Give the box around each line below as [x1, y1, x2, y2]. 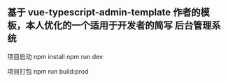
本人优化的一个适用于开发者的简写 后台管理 [25, 19, 212, 31]
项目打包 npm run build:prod [7, 67, 89, 75]
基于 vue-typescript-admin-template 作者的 [7, 6, 201, 19]
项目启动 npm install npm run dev [7, 52, 104, 60]
